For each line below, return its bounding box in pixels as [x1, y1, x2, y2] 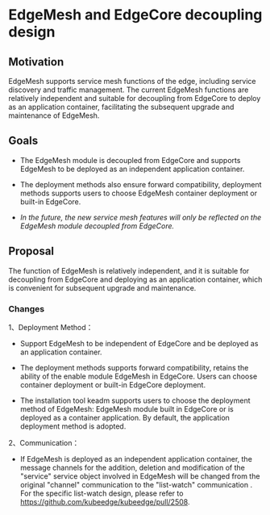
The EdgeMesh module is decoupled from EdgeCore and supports [19, 155, 241, 165]
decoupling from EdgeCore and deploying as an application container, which [8, 274, 263, 284]
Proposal [8, 245, 55, 258]
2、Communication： [8, 438, 80, 447]
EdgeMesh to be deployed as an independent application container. [19, 164, 245, 174]
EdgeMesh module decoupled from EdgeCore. [19, 220, 175, 231]
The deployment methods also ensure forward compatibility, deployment [19, 179, 262, 189]
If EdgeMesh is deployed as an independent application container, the [19, 454, 252, 463]
